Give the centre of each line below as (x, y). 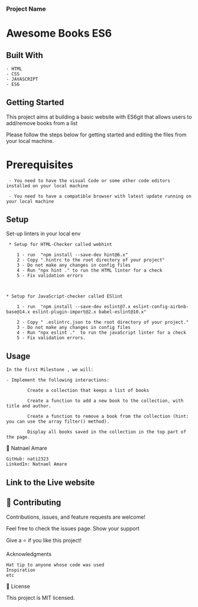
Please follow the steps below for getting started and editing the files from (96, 135)
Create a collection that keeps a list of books (88, 391)
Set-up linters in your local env (43, 234)
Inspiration (21, 570)
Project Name (26, 9)
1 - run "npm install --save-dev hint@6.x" (72, 255)
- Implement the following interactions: (58, 380)
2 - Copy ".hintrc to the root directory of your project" (91, 260)
